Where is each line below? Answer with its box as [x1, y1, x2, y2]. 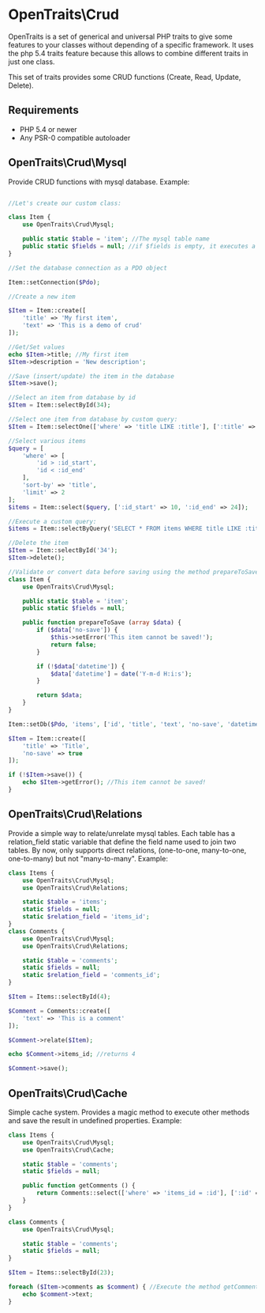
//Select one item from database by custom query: [8, 415, 178, 424]
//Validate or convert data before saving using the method [8, 568, 211, 576]
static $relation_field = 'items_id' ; [22, 913, 150, 921]
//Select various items [8, 437, 87, 445]
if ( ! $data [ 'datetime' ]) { [36, 662, 125, 670]
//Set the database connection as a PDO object [8, 263, 168, 272]
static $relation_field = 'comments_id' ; [22, 971, 160, 979]
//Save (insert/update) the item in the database [8, 372, 175, 380]
